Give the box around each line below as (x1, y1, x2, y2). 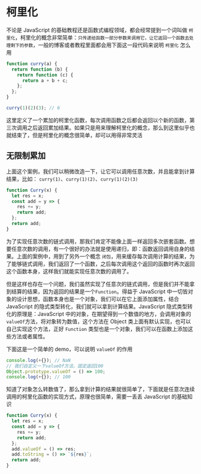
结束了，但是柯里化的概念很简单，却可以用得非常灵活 (11, 131, 142, 138)
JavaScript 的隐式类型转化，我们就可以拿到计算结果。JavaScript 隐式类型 (6, 303, 188, 310)
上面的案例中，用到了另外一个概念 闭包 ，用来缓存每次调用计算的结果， (16, 253, 190, 260)
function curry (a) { (6, 60, 58, 66)
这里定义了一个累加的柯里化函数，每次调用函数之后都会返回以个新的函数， (6, 116, 190, 123)
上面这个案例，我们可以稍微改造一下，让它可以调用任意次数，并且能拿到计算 (6, 168, 195, 175)
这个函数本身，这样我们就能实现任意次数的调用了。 (6, 268, 132, 275)
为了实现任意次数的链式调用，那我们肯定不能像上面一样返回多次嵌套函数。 (6, 238, 190, 245)
